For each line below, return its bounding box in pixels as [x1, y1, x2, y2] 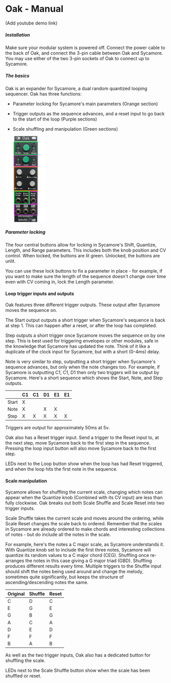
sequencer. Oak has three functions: [5, 90, 82, 97]
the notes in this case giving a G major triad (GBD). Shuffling [25, 557, 152, 564]
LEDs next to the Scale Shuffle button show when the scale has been [5, 667, 151, 673]
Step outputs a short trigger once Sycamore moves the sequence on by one [5, 332, 165, 338]
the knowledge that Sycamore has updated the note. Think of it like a [5, 343, 151, 350]
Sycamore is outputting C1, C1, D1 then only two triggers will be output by [5, 370, 159, 376]
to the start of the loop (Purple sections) [12, 116, 97, 122]
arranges [5, 557, 25, 564]
